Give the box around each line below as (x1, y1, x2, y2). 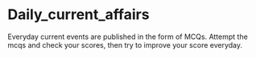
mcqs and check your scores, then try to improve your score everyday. (7, 40, 243, 49)
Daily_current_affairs (7, 6, 150, 24)
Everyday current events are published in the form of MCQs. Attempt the (7, 32, 249, 41)
